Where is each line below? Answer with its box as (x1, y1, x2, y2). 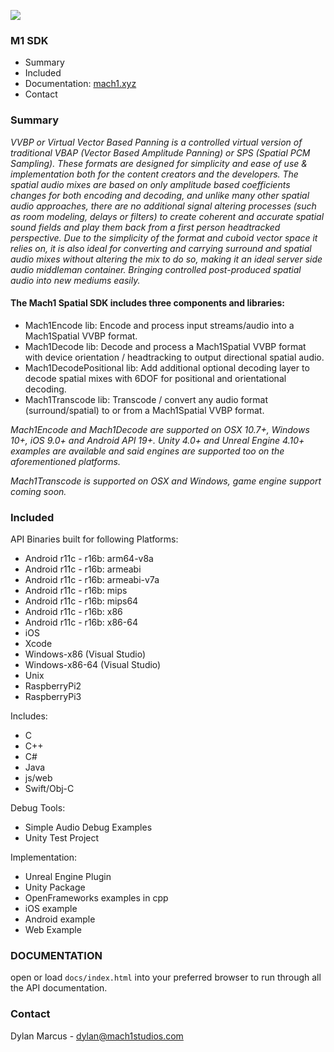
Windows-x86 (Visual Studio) (24, 648, 147, 660)
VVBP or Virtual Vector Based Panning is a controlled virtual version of (10, 136, 303, 148)
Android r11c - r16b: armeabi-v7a (24, 574, 160, 586)
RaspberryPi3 (24, 691, 82, 703)
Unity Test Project (24, 832, 100, 844)
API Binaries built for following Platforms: (10, 533, 179, 545)
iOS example (24, 903, 78, 915)
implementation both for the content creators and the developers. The (10, 168, 299, 180)
